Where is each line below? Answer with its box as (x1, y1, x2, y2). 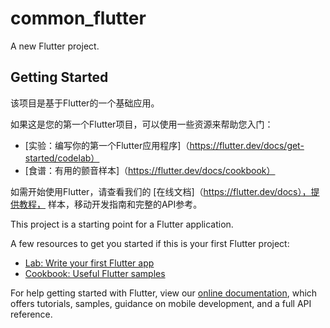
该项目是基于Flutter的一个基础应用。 (10, 97, 160, 109)
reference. (10, 308, 53, 320)
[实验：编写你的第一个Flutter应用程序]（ (24, 139, 190, 151)
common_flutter (10, 7, 147, 30)
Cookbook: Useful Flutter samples (24, 267, 166, 279)
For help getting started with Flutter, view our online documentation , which (10, 287, 318, 299)
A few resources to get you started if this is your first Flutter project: (10, 237, 290, 249)
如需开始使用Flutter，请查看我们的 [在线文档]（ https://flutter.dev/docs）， (10, 185, 312, 197)
